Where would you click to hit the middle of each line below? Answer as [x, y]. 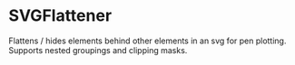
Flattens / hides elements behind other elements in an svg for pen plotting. [147, 41]
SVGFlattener [60, 16]
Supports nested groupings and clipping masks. [98, 50]
